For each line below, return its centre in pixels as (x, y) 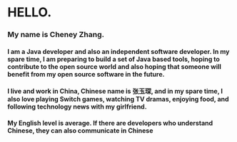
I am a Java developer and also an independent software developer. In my (118, 51)
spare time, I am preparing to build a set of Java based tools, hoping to (114, 59)
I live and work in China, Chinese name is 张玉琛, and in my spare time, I (115, 91)
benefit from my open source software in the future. (86, 74)
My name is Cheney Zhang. (56, 35)
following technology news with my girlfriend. (77, 106)
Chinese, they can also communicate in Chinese (80, 130)
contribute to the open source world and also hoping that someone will (114, 66)
